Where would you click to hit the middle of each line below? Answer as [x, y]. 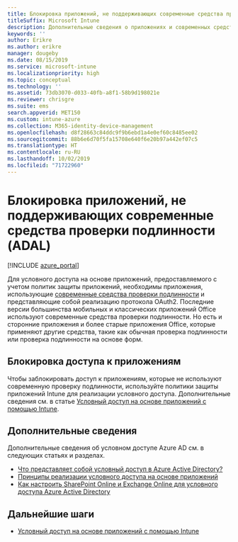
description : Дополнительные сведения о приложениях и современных [109, 27]
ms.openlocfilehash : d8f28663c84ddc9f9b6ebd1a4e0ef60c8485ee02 [103, 132]
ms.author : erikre [34, 47]
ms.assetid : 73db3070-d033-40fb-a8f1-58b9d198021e [84, 93]
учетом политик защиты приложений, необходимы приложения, [105, 286]
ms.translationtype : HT [42, 146]
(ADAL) [29, 245]
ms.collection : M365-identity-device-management [80, 126]
